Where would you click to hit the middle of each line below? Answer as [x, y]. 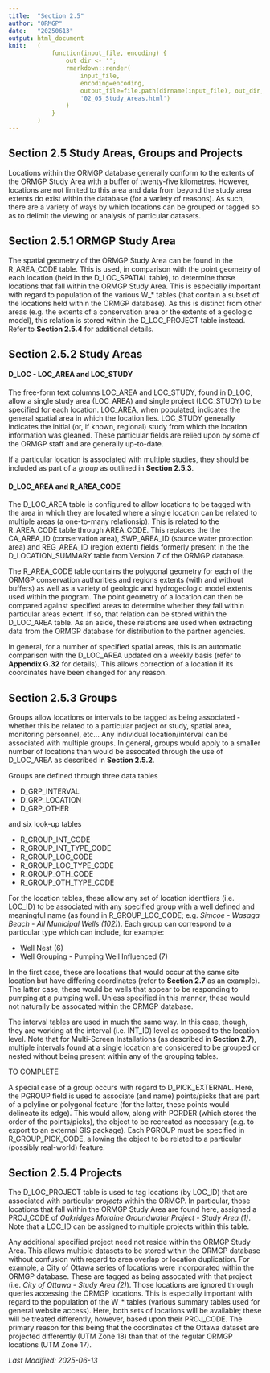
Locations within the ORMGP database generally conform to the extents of [131, 172]
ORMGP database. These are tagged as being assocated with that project [130, 1276]
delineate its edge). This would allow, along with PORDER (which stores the [133, 1114]
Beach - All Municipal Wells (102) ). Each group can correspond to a [120, 924]
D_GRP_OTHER [45, 809]
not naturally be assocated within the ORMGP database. [101, 1006]
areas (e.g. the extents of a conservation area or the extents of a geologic [130, 312]
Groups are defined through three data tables [83, 776]
